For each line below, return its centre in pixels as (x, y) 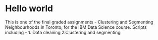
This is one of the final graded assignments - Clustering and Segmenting (79, 22)
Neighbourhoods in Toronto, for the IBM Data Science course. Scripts (76, 27)
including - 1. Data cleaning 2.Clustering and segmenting (63, 32)
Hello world (29, 9)
